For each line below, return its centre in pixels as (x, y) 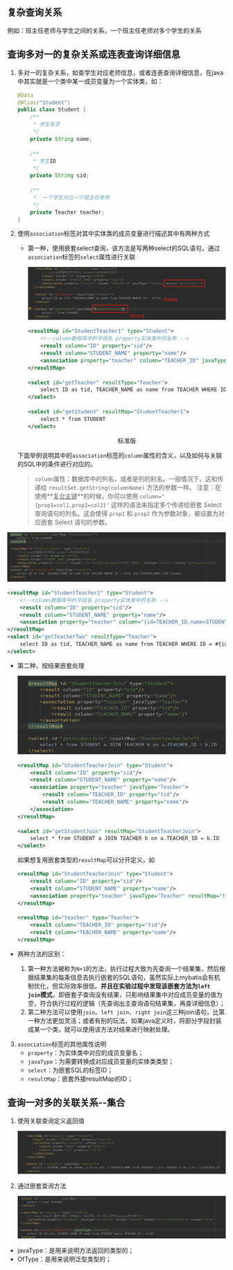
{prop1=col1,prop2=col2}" (72, 505)
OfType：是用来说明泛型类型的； (64, 1259)
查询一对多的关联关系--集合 (66, 1102)
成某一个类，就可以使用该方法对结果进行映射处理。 (101, 1029)
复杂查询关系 (35, 12)
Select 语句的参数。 (83, 522)
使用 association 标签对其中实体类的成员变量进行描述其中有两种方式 (113, 234)
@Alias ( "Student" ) (44, 103)
